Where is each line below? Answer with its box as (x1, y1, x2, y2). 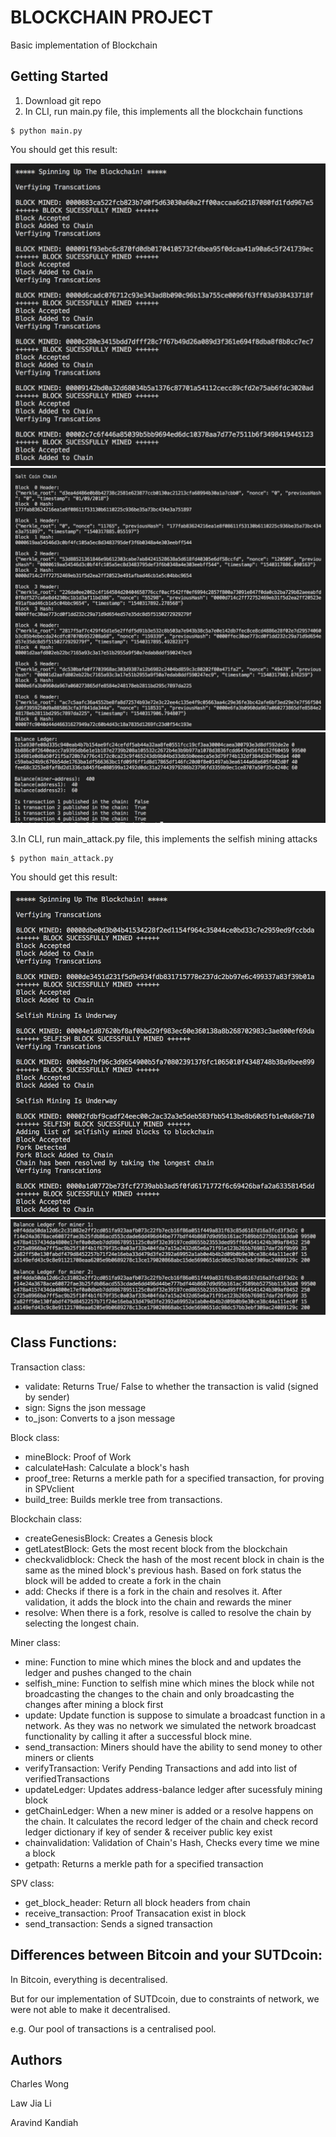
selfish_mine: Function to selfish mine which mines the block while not (24, 1677, 315, 1689)
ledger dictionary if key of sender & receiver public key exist (24, 1826, 273, 1838)
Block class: (10, 1431, 60, 1443)
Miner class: (10, 1636, 61, 1648)
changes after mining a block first (24, 1698, 164, 1710)
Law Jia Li (10, 2097, 52, 2110)
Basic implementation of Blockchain (10, 39, 158, 51)
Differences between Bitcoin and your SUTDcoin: (10, 1947, 323, 1964)
